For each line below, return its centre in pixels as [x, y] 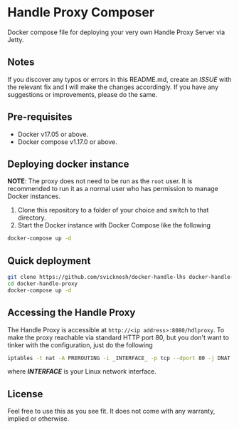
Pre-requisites [40, 117]
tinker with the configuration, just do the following [80, 345]
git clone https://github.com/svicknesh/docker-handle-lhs [97, 277]
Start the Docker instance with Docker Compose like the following [114, 225]
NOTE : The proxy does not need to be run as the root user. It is [100, 181]
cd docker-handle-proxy [43, 283]
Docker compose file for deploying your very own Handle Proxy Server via [116, 32]
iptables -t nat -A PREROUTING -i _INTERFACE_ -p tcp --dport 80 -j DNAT [119, 358]
